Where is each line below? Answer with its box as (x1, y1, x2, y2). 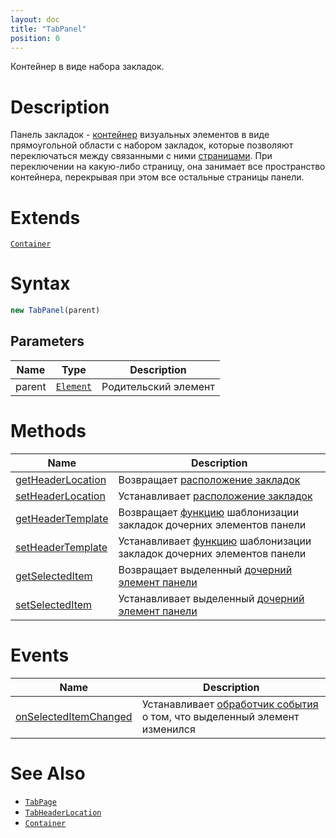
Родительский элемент (101, 379, 215, 393)
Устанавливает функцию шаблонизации (118, 534, 312, 548)
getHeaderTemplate (15, 511, 109, 525)
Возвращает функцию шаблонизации (118, 505, 300, 519)
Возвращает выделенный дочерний (118, 562, 293, 576)
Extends (10, 206, 81, 229)
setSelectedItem (15, 597, 93, 611)
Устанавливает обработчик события (141, 697, 319, 711)
